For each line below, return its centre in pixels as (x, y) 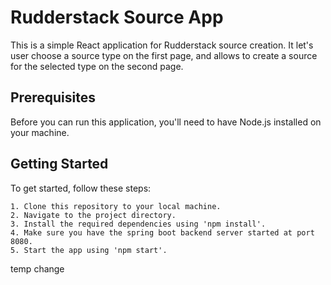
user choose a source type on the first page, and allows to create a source (164, 55)
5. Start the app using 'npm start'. (89, 250)
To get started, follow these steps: (81, 188)
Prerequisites (53, 97)
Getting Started (59, 164)
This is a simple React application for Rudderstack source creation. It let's (162, 45)
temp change (37, 268)
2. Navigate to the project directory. (93, 215)
